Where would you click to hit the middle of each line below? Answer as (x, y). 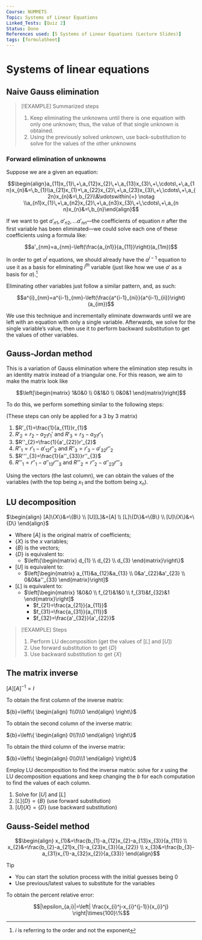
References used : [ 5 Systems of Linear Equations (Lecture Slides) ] (94, 34)
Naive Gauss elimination (53, 92)
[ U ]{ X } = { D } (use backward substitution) (66, 808)
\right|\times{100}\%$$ (101, 913)
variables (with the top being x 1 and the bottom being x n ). (77, 483)
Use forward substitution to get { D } (73, 648)
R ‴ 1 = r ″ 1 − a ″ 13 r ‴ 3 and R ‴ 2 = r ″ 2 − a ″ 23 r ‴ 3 (69, 463)
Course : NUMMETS (26, 12)
